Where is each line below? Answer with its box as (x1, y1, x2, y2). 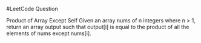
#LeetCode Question (6, 5, 59, 12)
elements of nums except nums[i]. (6, 30, 92, 37)
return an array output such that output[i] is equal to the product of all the (6, 24, 189, 30)
